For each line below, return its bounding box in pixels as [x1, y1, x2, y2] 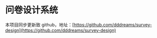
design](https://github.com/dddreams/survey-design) [5, 27, 116, 33]
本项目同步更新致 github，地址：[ [5, 22, 74, 28]
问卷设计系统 [5, 4, 59, 16]
